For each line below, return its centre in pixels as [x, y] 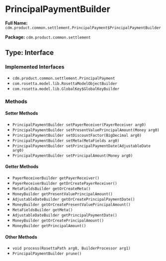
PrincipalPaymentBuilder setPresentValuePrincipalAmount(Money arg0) [86, 130]
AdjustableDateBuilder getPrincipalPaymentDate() [65, 215]
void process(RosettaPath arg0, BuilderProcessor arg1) [71, 249]
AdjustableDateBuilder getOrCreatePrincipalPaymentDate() [74, 199]
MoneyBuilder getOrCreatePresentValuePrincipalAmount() [71, 205]
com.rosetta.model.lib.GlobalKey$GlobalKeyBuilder [66, 89]
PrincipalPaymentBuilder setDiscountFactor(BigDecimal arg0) [77, 135]
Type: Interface [30, 53]
